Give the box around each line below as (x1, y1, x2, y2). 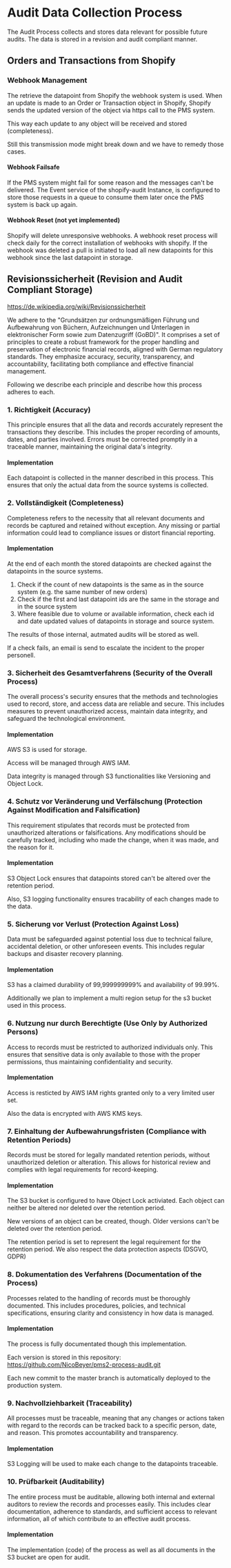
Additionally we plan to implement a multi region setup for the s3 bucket (7, 994, 212, 1002)
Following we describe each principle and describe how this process (7, 380, 202, 389)
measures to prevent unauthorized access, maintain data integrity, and (7, 707, 208, 715)
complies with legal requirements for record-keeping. (7, 1165, 159, 1174)
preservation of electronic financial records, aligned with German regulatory (7, 345, 223, 353)
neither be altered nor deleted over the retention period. (7, 1204, 166, 1212)
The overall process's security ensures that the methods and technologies (7, 693, 219, 701)
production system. (7, 1381, 62, 1389)
